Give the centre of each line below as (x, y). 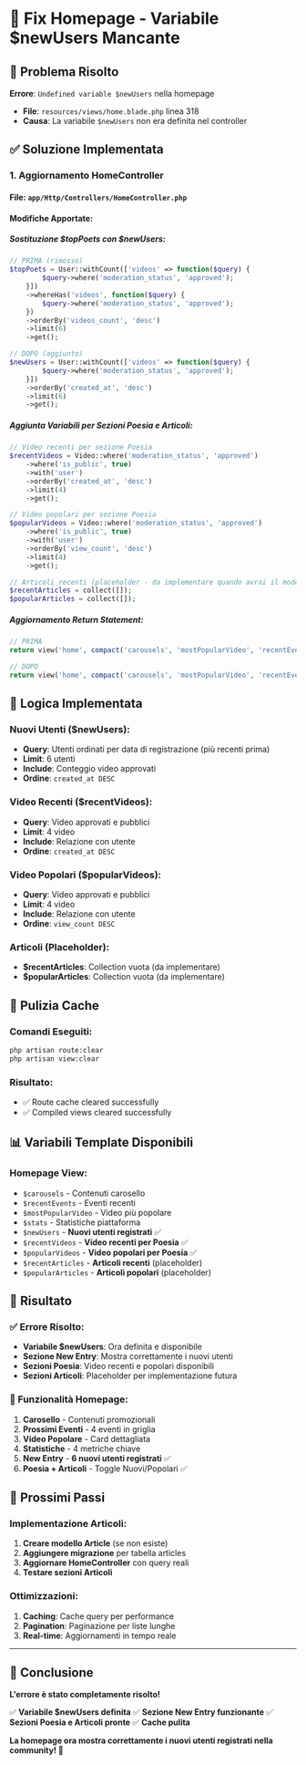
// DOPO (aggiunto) (46, 354)
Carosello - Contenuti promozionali (89, 1419)
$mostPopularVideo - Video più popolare (97, 1212)
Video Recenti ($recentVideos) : (81, 802)
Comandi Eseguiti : (51, 1032)
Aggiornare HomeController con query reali (106, 1563)
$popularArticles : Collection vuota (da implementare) (124, 977)
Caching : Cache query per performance (98, 1616)
